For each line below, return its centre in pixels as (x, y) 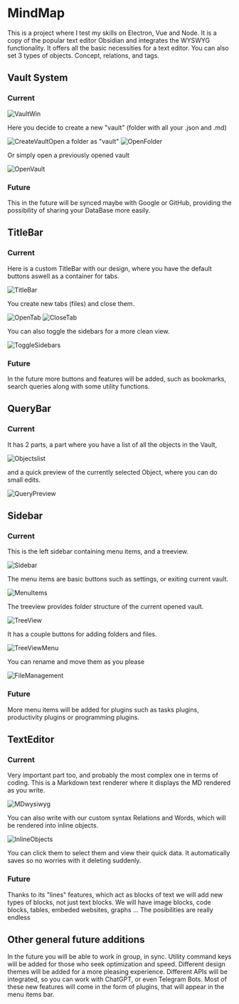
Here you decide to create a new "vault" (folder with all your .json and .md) (117, 127)
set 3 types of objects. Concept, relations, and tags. (84, 56)
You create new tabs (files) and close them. (71, 303)
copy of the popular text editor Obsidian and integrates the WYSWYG (109, 40)
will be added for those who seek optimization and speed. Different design (117, 964)
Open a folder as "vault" (84, 141)
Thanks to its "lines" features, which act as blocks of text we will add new (115, 894)
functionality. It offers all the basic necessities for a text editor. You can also (118, 48)
